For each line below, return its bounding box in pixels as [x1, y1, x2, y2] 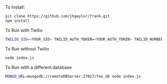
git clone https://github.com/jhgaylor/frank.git [5, 14, 110, 19]
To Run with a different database [5, 64, 72, 70]
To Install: [5, 4, 25, 10]
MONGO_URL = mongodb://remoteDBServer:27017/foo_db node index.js [5, 74, 141, 79]
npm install [5, 18, 30, 23]
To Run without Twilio [5, 45, 49, 51]
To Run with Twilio [5, 27, 43, 33]
